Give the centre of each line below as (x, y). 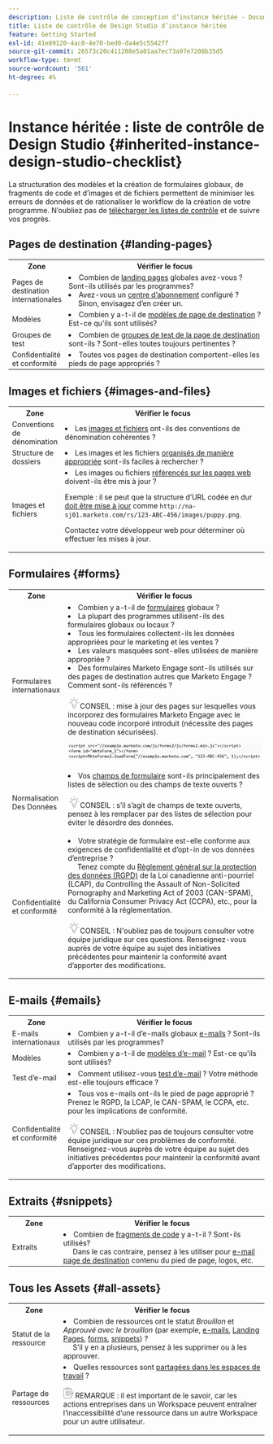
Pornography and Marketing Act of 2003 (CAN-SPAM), (160, 892)
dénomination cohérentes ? (110, 437)
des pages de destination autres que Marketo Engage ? (160, 676)
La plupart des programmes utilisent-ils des (151, 616)
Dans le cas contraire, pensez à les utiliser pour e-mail (164, 1251)
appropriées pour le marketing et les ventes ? (143, 642)
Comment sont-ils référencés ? (120, 685)
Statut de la (31, 1334)
